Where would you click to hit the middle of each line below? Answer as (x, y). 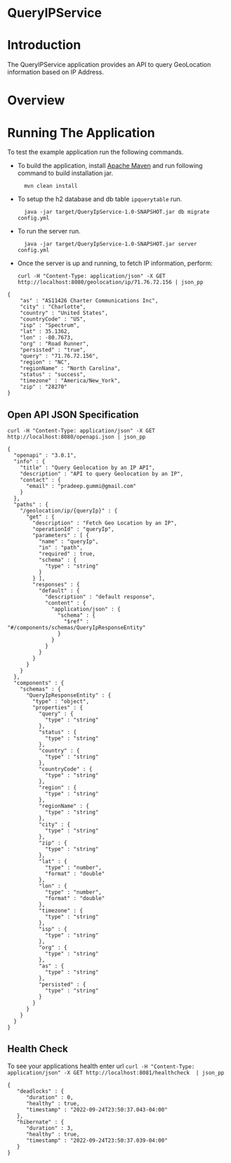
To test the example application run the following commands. (95, 152)
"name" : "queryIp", (68, 542)
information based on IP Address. (55, 72)
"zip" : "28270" (44, 387)
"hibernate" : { (40, 1122)
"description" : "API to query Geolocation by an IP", (102, 474)
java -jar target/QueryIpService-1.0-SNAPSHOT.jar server (111, 244)
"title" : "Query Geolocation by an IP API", (88, 468)
